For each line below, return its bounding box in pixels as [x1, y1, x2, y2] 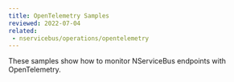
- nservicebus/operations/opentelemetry [11, 34, 150, 43]
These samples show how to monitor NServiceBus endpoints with [8, 56, 227, 66]
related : [8, 27, 38, 35]
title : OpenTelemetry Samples [8, 11, 110, 20]
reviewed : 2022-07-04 [8, 19, 81, 27]
